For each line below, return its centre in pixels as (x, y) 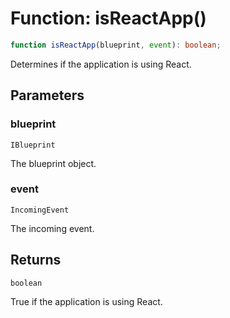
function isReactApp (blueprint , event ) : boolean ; (116, 45)
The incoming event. (52, 228)
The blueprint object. (53, 163)
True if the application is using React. (86, 301)
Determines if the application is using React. (101, 64)
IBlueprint (33, 145)
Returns (36, 260)
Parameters (47, 95)
